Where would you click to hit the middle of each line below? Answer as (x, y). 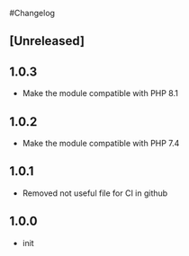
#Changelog (32, 13)
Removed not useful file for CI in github (95, 193)
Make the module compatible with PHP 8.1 (100, 93)
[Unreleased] (47, 41)
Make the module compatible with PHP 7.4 (101, 144)
